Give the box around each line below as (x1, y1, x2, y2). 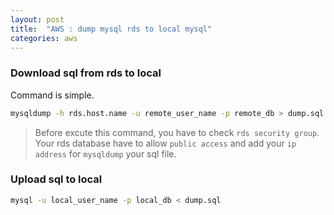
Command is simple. (10, 89, 95, 101)
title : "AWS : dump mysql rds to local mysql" (10, 24, 213, 34)
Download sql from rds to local (10, 66, 162, 80)
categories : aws (10, 33, 78, 43)
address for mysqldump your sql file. (34, 147, 177, 160)
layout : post (10, 14, 65, 25)
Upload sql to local (10, 172, 103, 186)
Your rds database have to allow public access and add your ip (34, 137, 297, 149)
